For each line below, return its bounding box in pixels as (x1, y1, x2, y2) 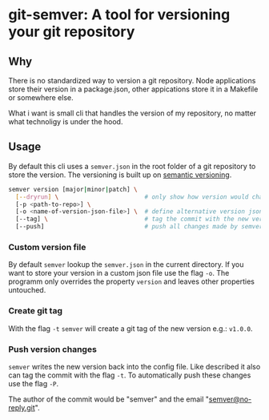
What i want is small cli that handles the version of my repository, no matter (8, 108, 257, 118)
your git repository (8, 22, 135, 41)
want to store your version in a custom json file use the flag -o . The (8, 269, 230, 278)
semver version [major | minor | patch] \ (8, 185, 138, 193)
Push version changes (8, 343, 98, 354)
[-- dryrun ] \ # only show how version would (15, 192, 249, 201)
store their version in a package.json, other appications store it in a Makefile (8, 84, 259, 94)
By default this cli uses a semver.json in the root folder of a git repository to (8, 161, 256, 171)
